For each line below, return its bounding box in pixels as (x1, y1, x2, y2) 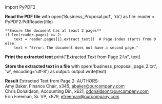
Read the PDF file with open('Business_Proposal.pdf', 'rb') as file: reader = (5, 14, 155, 19)
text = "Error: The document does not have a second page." (14, 45, 139, 50)
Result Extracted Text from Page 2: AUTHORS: (5, 78, 99, 83)
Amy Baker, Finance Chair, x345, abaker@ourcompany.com (5, 83, 125, 89)
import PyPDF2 (5, 4, 36, 10)
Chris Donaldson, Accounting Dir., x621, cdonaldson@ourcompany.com (5, 88, 149, 94)
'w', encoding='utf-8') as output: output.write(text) (5, 68, 106, 74)
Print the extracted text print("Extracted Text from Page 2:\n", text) (5, 54, 141, 60)
